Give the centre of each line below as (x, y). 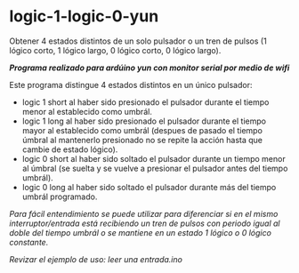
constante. (29, 242)
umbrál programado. (60, 197)
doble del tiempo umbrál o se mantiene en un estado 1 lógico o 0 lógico (140, 232)
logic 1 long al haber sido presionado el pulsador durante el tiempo (144, 121)
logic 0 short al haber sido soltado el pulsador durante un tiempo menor (154, 158)
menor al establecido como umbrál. (87, 111)
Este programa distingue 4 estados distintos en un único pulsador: (131, 84)
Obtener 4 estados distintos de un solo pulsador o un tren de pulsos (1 (138, 41)
